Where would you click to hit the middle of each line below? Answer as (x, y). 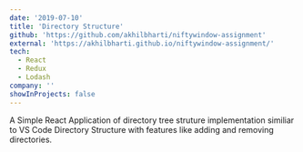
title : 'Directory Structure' (67, 26)
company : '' (32, 86)
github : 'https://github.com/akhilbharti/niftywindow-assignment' (138, 35)
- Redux (32, 69)
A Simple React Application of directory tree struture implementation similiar (152, 120)
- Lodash (34, 77)
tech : (20, 52)
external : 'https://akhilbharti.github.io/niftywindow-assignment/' (142, 43)
